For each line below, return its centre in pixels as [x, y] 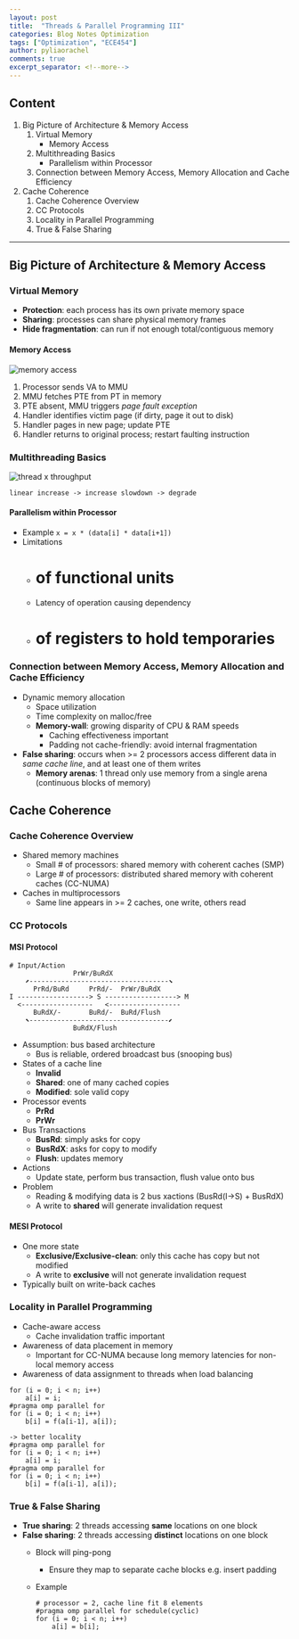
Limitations [42, 542]
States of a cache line [62, 1064]
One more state [51, 1246]
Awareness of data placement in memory [97, 1345]
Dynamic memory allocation [73, 697]
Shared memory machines [70, 855]
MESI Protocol [36, 1226]
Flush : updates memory [79, 1158]
